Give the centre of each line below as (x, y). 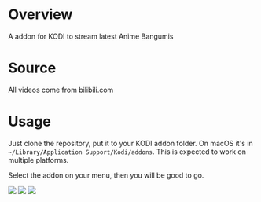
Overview (40, 15)
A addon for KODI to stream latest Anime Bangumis (91, 36)
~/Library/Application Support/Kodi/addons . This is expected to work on (127, 152)
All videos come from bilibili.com (61, 90)
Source (32, 68)
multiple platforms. (39, 160)
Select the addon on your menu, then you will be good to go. (106, 175)
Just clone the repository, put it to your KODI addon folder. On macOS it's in (130, 143)
